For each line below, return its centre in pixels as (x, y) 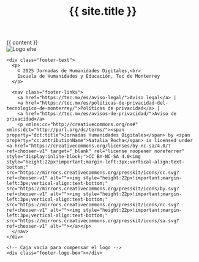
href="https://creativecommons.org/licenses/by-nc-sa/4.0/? (93, 146)
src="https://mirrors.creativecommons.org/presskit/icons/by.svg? (93, 189)
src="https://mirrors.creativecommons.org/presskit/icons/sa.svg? (93, 221)
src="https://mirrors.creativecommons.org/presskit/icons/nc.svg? (93, 205)
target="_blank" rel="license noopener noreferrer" (117, 151)
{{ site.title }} (103, 11)
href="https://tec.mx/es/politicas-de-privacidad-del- (97, 103)
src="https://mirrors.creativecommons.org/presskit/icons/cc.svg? (93, 173)
